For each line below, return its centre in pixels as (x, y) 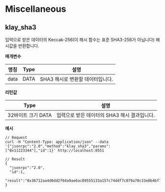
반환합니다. (29, 46)
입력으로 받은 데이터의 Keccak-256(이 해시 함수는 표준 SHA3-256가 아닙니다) (80, 40)
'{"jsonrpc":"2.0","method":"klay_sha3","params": (58, 146)
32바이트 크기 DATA (30, 115)
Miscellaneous (36, 9)
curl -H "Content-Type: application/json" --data (57, 142)
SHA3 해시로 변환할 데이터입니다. (77, 79)
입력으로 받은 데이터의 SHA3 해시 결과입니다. (106, 115)
